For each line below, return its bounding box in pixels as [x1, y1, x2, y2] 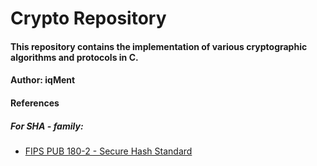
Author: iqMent [10, 74, 76, 86]
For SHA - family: [10, 120, 84, 132]
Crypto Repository [10, 7, 167, 30]
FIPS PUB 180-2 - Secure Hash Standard [24, 145, 193, 157]
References [10, 97, 60, 109]
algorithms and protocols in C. [10, 51, 139, 63]
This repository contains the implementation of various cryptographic [10, 40, 308, 52]
